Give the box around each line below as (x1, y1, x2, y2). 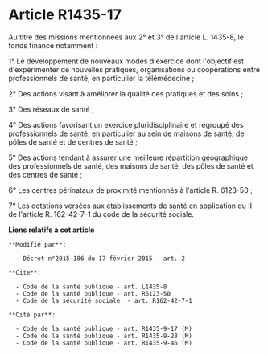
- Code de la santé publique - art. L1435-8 (15, 283, 167, 291)
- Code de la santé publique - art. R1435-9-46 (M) (15, 339, 193, 347)
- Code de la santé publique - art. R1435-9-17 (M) (15, 324, 193, 333)
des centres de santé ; (8, 169, 83, 179)
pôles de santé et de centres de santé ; (8, 137, 138, 146)
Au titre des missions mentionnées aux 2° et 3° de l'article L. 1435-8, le (8, 32, 244, 42)
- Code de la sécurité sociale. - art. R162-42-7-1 (15, 296, 193, 304)
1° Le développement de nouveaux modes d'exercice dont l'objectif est (8, 56, 244, 66)
